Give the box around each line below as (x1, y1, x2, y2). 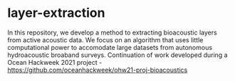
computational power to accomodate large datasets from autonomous (7, 43, 212, 51)
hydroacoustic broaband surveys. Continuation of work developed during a (7, 51, 228, 59)
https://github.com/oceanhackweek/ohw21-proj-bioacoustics (7, 66, 188, 74)
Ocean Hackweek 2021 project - (7, 58, 103, 66)
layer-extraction (7, 5, 105, 21)
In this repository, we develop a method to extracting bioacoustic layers (7, 28, 217, 37)
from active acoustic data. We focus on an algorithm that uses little (7, 35, 204, 44)
